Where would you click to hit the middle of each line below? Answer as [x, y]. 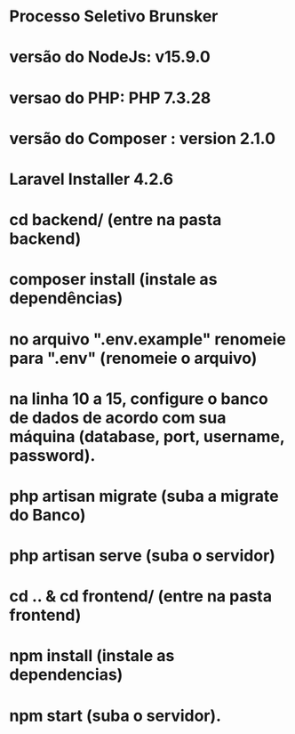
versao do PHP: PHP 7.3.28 [110, 97]
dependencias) [66, 675]
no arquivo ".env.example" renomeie [147, 339]
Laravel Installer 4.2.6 [92, 179]
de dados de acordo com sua [118, 418]
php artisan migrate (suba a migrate [144, 496]
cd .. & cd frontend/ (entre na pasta [141, 597]
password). [52, 455]
